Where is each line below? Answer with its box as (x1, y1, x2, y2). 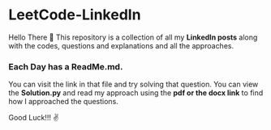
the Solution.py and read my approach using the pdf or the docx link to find (8, 88, 264, 98)
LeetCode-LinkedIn (8, 6, 141, 24)
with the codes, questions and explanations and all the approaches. (8, 40, 234, 50)
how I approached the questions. (8, 97, 119, 107)
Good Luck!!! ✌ (8, 113, 59, 123)
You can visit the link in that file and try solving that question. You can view (8, 79, 259, 90)
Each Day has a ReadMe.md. (8, 61, 123, 72)
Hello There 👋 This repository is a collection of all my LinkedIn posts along (8, 32, 258, 42)
